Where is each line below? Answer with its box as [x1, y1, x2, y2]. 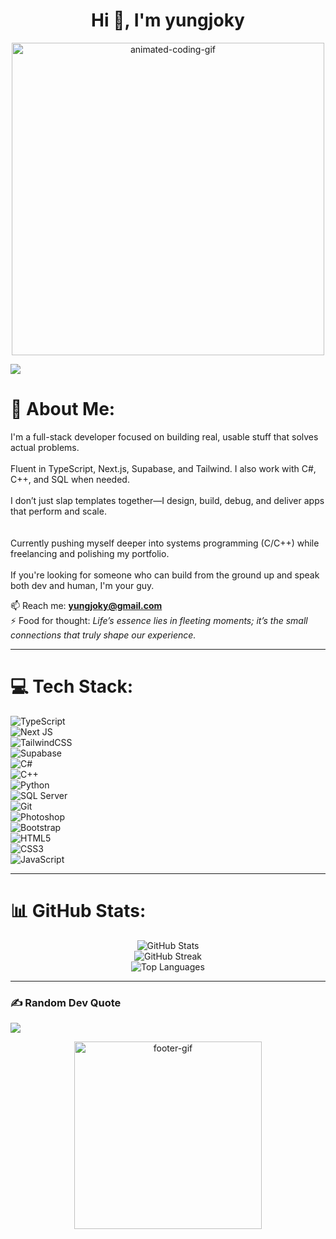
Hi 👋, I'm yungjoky [91, 9, 245, 32]
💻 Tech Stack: [10, 675, 134, 698]
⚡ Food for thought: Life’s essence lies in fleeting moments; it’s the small [10, 614, 308, 626]
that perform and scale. [10, 505, 107, 517]
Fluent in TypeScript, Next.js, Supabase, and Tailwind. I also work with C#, [10, 462, 317, 474]
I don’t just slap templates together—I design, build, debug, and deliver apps [10, 494, 325, 506]
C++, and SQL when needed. [10, 473, 130, 485]
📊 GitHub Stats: [10, 900, 147, 922]
